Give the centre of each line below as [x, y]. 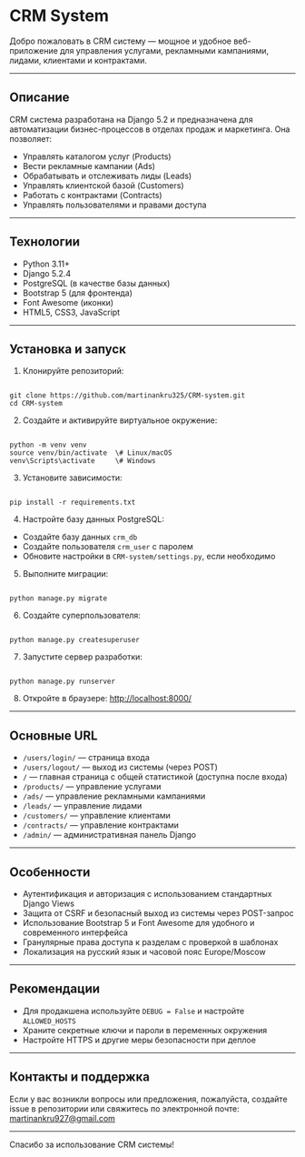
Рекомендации [55, 989]
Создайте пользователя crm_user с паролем [108, 547]
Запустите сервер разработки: [83, 657]
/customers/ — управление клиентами [96, 816]
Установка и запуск [68, 349]
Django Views [49, 903]
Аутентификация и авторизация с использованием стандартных [147, 894]
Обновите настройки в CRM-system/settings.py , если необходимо [149, 557]
